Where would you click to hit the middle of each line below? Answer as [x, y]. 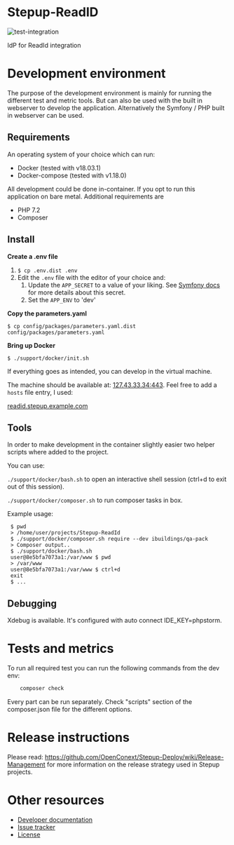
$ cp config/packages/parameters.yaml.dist [72, 326]
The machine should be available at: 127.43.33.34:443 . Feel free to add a [112, 385]
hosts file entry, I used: [40, 392]
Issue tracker [36, 827]
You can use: [26, 466]
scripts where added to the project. [58, 452]
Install [21, 239]
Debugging [32, 603]
